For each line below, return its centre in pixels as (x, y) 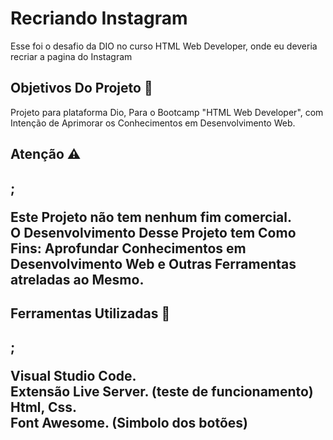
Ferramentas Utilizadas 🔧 (90, 313)
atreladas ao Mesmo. (77, 279)
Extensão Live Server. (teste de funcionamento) (162, 392)
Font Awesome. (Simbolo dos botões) (129, 423)
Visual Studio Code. (73, 376)
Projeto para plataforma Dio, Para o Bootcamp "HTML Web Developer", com (167, 112)
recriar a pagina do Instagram (71, 56)
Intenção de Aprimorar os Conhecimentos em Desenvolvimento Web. (153, 123)
